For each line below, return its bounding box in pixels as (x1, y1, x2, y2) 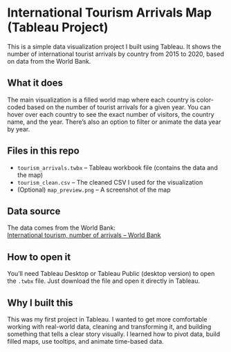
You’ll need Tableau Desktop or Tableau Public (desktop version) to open (7, 270, 215, 278)
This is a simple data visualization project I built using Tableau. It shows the (7, 42, 221, 50)
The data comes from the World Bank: (7, 223, 116, 232)
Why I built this (7, 297, 73, 308)
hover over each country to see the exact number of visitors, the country (7, 110, 214, 118)
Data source (7, 205, 61, 217)
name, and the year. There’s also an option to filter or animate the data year (7, 118, 221, 126)
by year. (7, 124, 30, 133)
